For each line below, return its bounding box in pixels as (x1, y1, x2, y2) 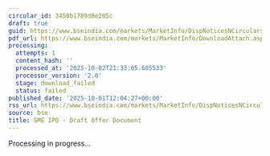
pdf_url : (8, 34, 38, 43)
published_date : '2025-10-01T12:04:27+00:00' (8, 94, 163, 102)
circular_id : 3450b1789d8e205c (8, 11, 113, 20)
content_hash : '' (15, 57, 74, 65)
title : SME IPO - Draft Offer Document (8, 117, 142, 125)
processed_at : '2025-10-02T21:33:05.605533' (15, 64, 167, 72)
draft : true (8, 19, 48, 27)
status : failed (15, 86, 67, 95)
